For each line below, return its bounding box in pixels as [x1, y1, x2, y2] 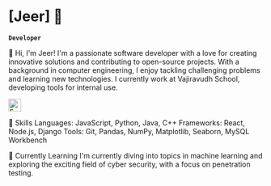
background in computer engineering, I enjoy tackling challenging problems [8, 65, 260, 75]
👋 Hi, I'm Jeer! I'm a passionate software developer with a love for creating [8, 48, 257, 57]
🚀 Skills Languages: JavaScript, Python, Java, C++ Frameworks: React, [8, 117, 245, 128]
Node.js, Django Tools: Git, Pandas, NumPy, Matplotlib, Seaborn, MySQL [8, 126, 250, 136]
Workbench [8, 135, 47, 145]
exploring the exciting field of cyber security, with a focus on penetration [8, 159, 251, 169]
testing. [8, 167, 34, 177]
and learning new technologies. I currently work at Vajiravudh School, [8, 74, 240, 83]
